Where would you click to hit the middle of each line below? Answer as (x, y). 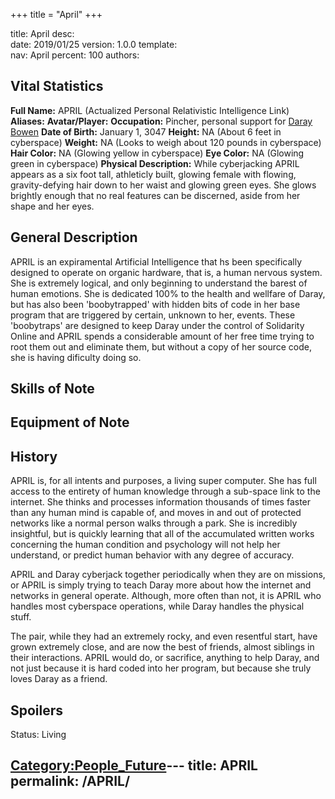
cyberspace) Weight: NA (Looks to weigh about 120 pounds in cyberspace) (166, 142)
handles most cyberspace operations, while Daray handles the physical (157, 606)
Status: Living (38, 735)
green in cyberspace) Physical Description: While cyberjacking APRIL (155, 163)
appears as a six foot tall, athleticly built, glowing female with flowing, (153, 174)
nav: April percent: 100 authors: (75, 55)
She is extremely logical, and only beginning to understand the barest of (159, 283)
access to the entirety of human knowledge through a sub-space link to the (165, 491)
